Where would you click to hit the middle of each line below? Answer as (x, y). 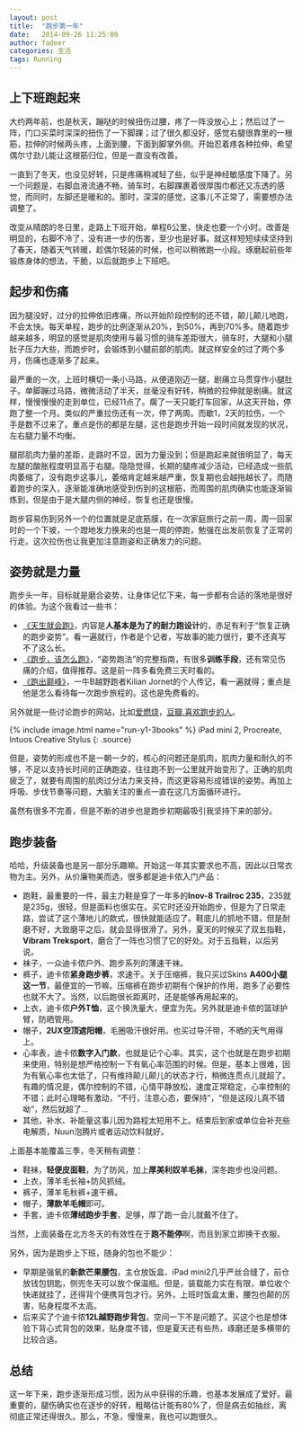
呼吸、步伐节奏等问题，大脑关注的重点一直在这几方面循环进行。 (127, 792)
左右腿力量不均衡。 (45, 435)
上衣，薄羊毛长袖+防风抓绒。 (76, 1181)
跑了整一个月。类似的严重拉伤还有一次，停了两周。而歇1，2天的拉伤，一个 (147, 413)
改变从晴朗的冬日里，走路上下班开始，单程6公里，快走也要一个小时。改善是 (150, 226)
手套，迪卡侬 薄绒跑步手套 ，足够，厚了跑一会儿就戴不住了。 (133, 1215)
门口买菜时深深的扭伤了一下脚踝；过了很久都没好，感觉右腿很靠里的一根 (159, 132)
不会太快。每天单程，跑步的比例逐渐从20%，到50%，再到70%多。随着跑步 (150, 326)
